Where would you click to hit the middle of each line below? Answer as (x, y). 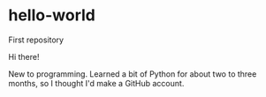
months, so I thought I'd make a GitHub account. (96, 83)
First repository (36, 40)
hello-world (52, 15)
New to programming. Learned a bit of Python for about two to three (133, 74)
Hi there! (24, 56)
